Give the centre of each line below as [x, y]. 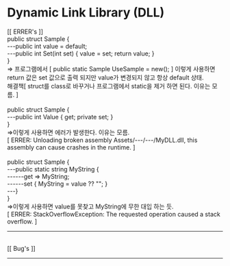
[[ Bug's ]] [21, 248]
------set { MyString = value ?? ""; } [57, 184]
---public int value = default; [47, 46]
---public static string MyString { [53, 169]
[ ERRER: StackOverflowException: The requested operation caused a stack [114, 214]
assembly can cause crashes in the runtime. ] [71, 147]
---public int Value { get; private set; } [60, 117]
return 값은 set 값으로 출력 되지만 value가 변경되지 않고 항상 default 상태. [105, 77]
